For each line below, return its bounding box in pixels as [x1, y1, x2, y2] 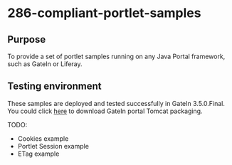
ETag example [17, 149, 60, 158]
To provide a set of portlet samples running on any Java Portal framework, [7, 52, 226, 60]
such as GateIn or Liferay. [7, 60, 83, 68]
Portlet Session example [17, 142, 89, 150]
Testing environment [7, 80, 102, 92]
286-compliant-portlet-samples [7, 5, 201, 21]
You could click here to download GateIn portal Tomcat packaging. [7, 107, 203, 115]
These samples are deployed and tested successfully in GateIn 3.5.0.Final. [7, 99, 226, 107]
